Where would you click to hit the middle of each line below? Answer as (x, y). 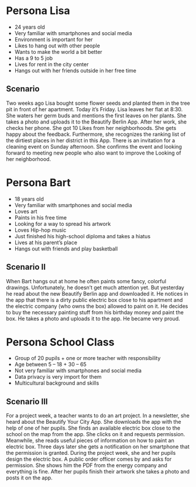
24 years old (30, 27)
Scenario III (27, 401)
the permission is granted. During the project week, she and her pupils (91, 453)
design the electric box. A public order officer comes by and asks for (89, 459)
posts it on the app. (29, 478)
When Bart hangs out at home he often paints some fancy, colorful (86, 281)
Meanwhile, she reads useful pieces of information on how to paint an (90, 441)
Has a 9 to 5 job (34, 58)
